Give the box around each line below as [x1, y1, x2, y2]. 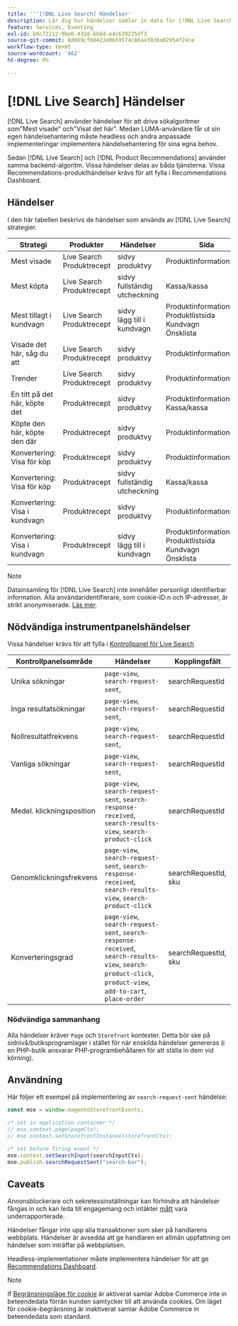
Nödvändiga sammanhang [7, 1014, 101, 1024]
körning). [7, 1053, 34, 1062]
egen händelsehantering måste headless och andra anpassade [7, 132, 191, 141]
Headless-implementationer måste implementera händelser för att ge [7, 1254, 209, 1264]
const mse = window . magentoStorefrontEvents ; [7, 1107, 144, 1114]
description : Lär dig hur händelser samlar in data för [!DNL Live [7, 17, 211, 24]
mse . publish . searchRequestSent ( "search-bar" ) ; [7, 1158, 147, 1166]
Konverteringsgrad [11, 953, 73, 963]
